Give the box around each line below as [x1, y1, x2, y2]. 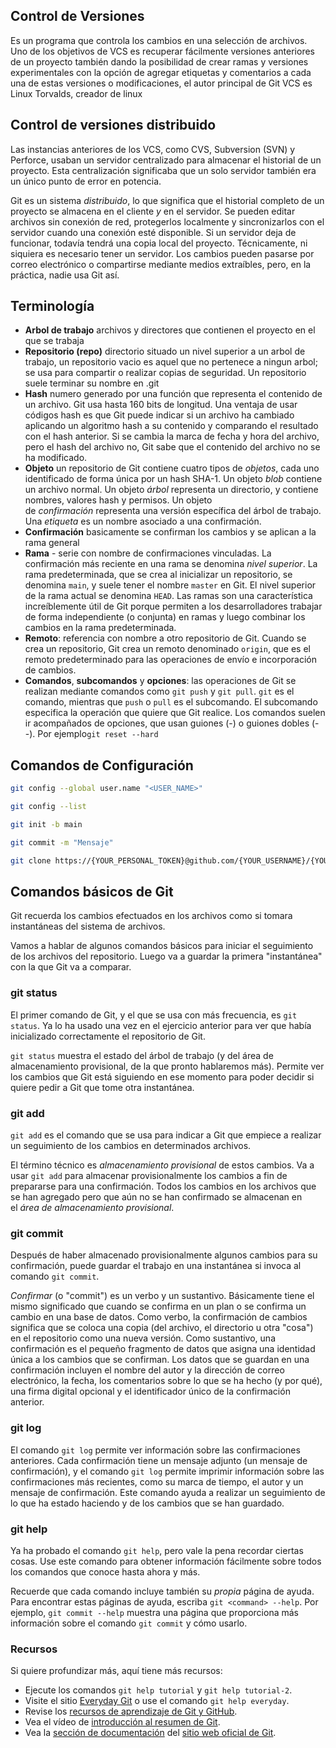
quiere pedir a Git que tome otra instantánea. [10, 1081, 195, 1093]
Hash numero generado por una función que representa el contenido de [24, 388, 323, 400]
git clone [10, 855, 52, 866]
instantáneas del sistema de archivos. [10, 920, 166, 933]
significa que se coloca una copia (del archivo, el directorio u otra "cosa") [10, 1322, 314, 1334]
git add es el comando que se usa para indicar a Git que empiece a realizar [10, 1129, 322, 1141]
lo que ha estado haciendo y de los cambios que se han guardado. [10, 1497, 285, 1509]
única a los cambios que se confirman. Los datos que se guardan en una [10, 1354, 310, 1366]
